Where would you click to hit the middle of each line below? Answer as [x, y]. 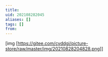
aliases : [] [18, 19]
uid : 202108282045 [25, 15]
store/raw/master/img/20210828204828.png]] [54, 49]
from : [11, 29]
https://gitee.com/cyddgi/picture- [53, 43]
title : [12, 10]
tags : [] [15, 24]
